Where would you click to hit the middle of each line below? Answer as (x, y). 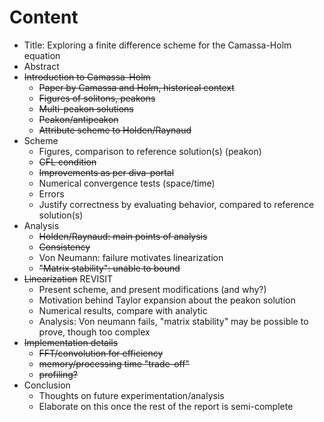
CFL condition (67, 162)
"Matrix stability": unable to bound (109, 268)
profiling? (58, 374)
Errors (51, 193)
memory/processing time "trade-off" (114, 363)
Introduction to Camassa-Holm (87, 77)
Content (44, 17)
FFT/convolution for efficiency (101, 353)
